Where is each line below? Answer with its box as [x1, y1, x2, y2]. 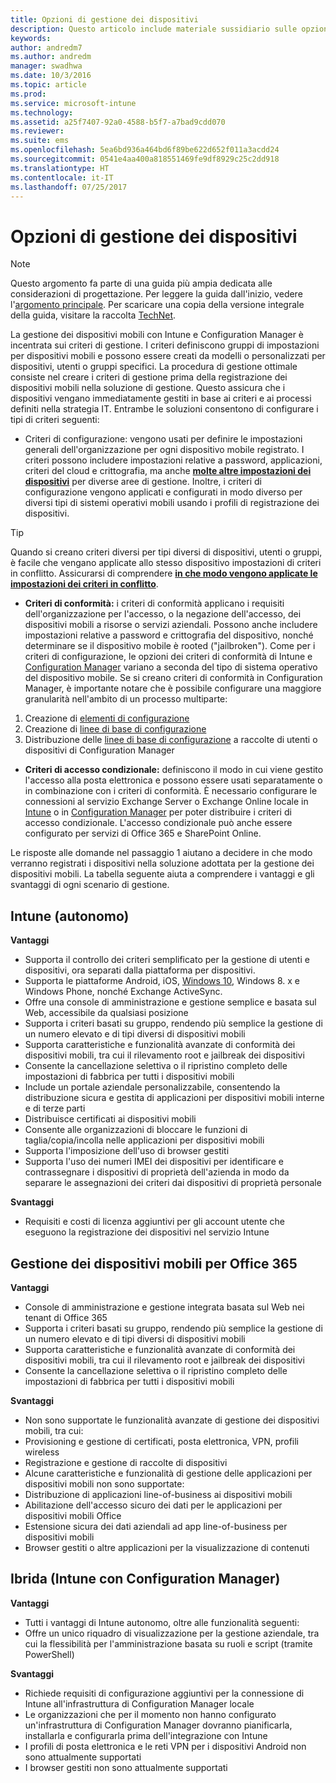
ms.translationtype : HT [10, 163, 110, 173]
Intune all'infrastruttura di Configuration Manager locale [24, 1697, 255, 1710]
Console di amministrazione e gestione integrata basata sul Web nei [24, 1301, 305, 1313]
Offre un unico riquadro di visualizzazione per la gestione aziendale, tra [24, 1627, 320, 1639]
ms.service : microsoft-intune [10, 98, 137, 108]
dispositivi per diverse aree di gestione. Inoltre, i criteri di [24, 476, 262, 488]
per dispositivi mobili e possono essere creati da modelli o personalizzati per [10, 350, 326, 362]
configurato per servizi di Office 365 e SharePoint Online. [24, 827, 262, 840]
